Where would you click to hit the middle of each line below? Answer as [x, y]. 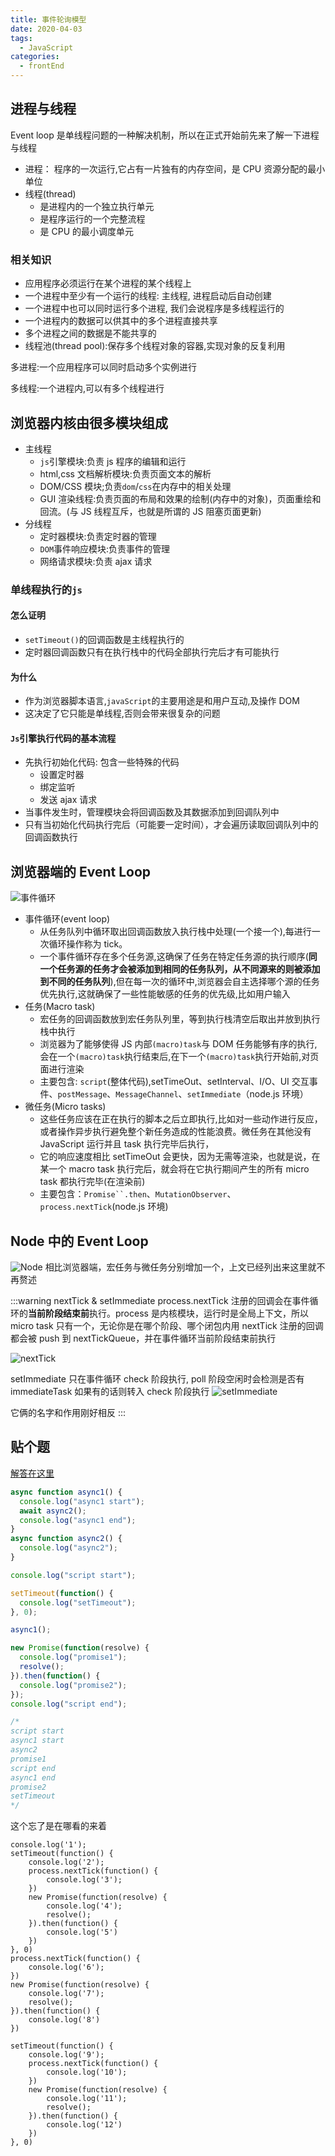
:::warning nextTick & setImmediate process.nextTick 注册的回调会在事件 [160, 1301]
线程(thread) [50, 193]
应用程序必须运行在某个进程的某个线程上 [108, 283]
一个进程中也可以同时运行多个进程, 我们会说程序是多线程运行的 [154, 308]
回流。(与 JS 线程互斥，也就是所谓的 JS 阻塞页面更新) [150, 511]
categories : [35, 57]
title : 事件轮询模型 [48, 19]
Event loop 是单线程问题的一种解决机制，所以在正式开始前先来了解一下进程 [165, 135]
